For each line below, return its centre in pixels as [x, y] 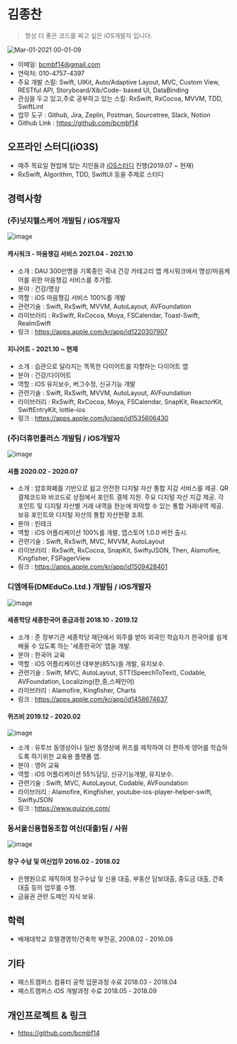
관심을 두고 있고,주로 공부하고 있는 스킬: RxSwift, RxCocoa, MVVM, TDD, [120, 98]
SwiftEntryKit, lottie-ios [51, 409]
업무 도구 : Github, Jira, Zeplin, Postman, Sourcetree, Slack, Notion [114, 115]
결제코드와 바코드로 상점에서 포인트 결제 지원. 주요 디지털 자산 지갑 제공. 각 [121, 497]
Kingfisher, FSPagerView [54, 558]
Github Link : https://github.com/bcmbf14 [78, 123]
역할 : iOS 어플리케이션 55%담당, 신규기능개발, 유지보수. [95, 774]
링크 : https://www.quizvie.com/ [64, 809]
